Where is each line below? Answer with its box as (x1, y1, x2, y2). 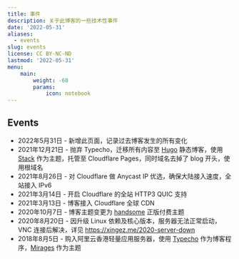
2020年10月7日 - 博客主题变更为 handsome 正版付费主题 (17, 208, 185, 216)
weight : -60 (33, 76, 69, 84)
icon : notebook (45, 90, 91, 97)
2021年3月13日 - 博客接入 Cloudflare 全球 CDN (17, 198, 155, 207)
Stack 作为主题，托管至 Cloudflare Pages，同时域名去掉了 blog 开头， (17, 154, 225, 163)
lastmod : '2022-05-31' (7, 57, 75, 64)
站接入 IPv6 (17, 181, 52, 189)
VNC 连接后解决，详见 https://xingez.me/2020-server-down (17, 225, 195, 234)
